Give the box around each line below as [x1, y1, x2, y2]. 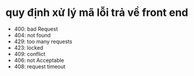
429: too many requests [14, 38, 73, 45]
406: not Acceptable [14, 57, 64, 64]
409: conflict [14, 50, 45, 57]
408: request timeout [14, 62, 66, 70]
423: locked [14, 44, 44, 51]
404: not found [14, 31, 51, 38]
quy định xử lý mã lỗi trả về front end [5, 6, 189, 19]
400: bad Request [14, 25, 58, 32]
